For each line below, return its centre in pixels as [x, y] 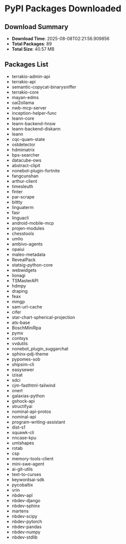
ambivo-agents [27, 244]
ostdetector [23, 144]
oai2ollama [23, 102]
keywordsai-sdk [28, 479]
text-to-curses [26, 474]
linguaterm [23, 207]
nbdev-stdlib [25, 537]
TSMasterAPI [25, 280]
